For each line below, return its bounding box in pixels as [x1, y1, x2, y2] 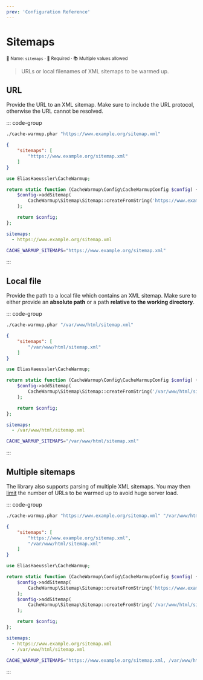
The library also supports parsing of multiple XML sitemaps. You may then [6, 483, 191, 490]
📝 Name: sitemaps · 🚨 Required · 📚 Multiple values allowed [6, 55, 128, 61]
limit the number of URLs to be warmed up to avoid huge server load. [6, 489, 178, 496]
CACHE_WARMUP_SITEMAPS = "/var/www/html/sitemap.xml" [6, 438, 139, 444]
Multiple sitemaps [6, 467, 76, 477]
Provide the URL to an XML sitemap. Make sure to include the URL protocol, [6, 101, 195, 108]
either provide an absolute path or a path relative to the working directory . [6, 298, 195, 306]
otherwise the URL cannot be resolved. [6, 107, 104, 115]
